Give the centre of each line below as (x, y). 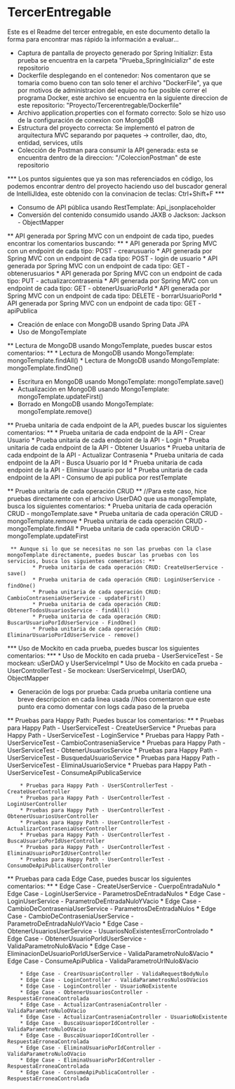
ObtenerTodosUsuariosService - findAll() (69, 610)
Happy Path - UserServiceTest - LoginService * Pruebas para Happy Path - (116, 735)
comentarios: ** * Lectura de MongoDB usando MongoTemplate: (101, 353)
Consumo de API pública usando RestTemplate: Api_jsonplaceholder (116, 207)
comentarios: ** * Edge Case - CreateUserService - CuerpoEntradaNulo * (114, 886)
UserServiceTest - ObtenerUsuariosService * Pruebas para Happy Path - (112, 750)
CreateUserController (39, 792)
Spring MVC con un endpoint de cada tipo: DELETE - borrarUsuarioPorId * (115, 296)
